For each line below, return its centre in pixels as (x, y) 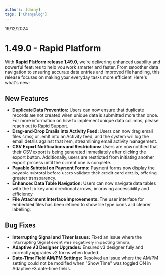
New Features (27, 98)
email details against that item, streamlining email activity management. (85, 141)
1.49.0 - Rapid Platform (53, 48)
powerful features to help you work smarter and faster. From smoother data (82, 67)
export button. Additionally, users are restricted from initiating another (83, 157)
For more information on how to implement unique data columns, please (85, 121)
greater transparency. (34, 178)
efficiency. (23, 194)
